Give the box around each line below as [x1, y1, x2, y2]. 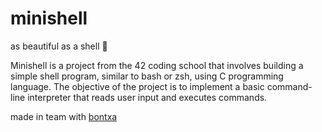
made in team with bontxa [10, 110, 118, 122]
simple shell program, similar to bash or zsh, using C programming [10, 70, 284, 82]
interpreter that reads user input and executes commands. [27, 91, 268, 103]
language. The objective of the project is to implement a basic [10, 80, 265, 92]
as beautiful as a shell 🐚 [10, 40, 108, 52]
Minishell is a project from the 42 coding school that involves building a [10, 59, 304, 71]
